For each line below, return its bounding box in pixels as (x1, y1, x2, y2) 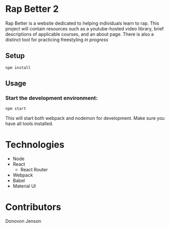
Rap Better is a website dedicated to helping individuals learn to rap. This (5, 20, 160, 26)
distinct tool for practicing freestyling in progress (5, 37, 109, 43)
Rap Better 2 (5, 3, 59, 15)
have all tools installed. (5, 120, 54, 127)
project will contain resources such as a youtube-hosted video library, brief (5, 25, 164, 31)
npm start (5, 106, 27, 111)
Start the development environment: (5, 95, 98, 102)
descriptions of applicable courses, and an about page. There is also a (5, 31, 154, 37)
